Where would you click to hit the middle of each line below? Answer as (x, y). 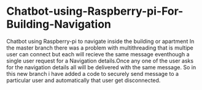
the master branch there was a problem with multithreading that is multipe (100, 48)
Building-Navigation (59, 24)
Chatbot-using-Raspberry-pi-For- (95, 11)
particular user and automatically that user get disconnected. (84, 80)
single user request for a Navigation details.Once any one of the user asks (100, 61)
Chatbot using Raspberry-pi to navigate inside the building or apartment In (100, 41)
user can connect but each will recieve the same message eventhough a (98, 54)
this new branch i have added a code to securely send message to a (93, 73)
